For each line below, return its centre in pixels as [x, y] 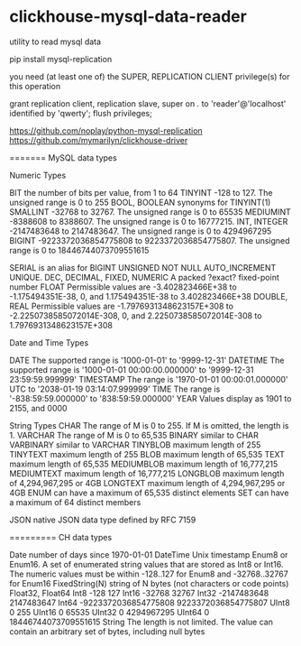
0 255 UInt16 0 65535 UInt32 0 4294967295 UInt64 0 [109, 612]
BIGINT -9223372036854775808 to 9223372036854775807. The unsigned [150, 240]
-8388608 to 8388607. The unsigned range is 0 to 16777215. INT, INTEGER [149, 221]
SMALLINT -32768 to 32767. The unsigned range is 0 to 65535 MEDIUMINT [150, 212]
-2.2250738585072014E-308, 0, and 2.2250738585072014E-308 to [136, 315]
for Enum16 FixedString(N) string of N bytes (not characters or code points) [149, 583]
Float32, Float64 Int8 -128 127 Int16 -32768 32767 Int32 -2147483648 [139, 593]
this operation [35, 86]
